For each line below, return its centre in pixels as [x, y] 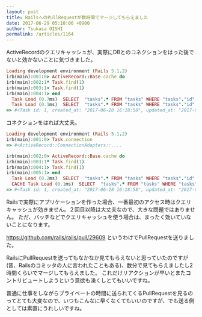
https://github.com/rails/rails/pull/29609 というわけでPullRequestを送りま [98, 237]
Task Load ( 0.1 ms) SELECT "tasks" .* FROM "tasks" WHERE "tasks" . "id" [103, 105]
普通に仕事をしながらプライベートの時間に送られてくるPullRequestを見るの [100, 293]
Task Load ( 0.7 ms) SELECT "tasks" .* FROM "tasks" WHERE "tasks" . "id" [103, 99]
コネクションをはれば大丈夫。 [43, 123]
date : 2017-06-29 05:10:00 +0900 [48, 23]
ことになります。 [32, 224]
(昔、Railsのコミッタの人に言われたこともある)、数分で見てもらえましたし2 [100, 265]
